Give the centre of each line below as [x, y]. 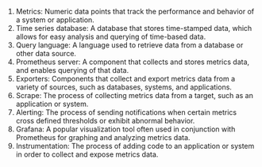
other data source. [46, 53]
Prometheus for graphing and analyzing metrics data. [103, 137]
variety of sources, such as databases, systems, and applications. [124, 87]
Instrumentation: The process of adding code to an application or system [135, 146]
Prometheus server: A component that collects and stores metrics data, [133, 62]
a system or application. [55, 20]
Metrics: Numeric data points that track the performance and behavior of [135, 11]
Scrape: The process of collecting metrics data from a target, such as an [135, 95]
